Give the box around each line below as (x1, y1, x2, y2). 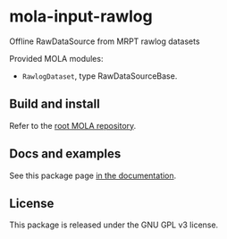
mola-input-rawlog (9, 6, 154, 27)
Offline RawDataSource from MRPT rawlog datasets (9, 36, 200, 47)
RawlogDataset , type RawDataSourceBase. (21, 70, 178, 81)
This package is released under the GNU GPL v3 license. (9, 219, 219, 230)
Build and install (9, 97, 100, 112)
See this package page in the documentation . (9, 170, 177, 181)
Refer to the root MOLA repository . (9, 120, 137, 131)
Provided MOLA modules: (9, 53, 104, 64)
